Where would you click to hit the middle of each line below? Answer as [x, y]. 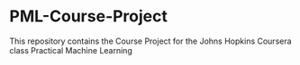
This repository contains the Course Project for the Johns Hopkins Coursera [150, 41]
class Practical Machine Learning [71, 50]
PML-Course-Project [89, 16]
